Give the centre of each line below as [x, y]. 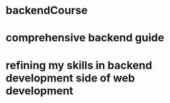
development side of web [70, 78]
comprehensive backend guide [85, 38]
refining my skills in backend [79, 65]
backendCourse [47, 10]
